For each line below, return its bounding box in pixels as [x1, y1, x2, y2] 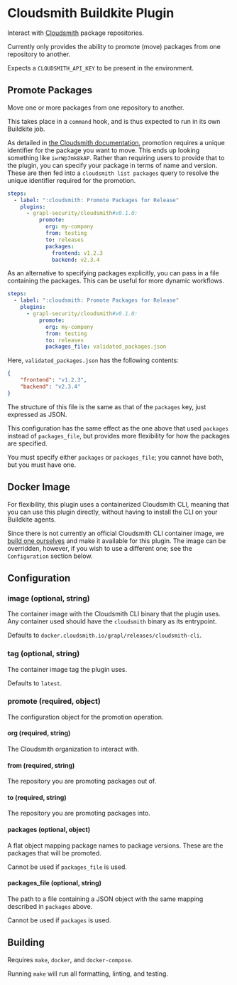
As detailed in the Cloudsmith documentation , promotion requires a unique [7, 138, 225, 147]
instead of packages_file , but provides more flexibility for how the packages [7, 431, 231, 440]
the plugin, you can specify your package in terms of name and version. [7, 161, 218, 169]
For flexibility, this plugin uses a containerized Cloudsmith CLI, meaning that [7, 500, 229, 508]
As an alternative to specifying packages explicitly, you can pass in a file [7, 269, 219, 278]
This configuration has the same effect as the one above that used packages [7, 423, 229, 432]
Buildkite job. [7, 125, 45, 133]
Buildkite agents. [7, 515, 57, 524]
